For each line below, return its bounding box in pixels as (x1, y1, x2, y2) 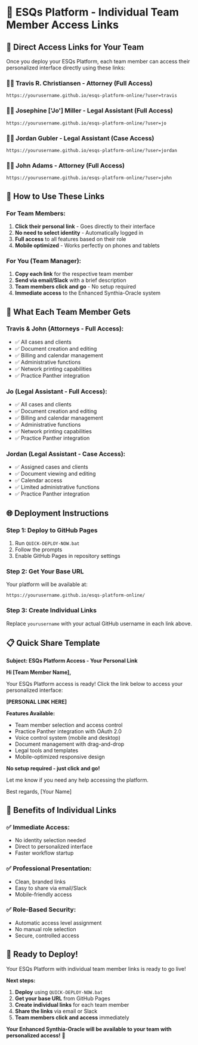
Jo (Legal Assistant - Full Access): (6, 387, 107, 396)
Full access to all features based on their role (14, 235, 126, 242)
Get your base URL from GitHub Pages (14, 995, 110, 1002)
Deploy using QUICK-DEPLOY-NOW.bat (14, 988, 103, 995)
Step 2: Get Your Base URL (6, 567, 84, 576)
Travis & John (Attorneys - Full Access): (6, 324, 124, 333)
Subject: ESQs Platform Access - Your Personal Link (6, 657, 138, 664)
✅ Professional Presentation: (6, 864, 92, 873)
